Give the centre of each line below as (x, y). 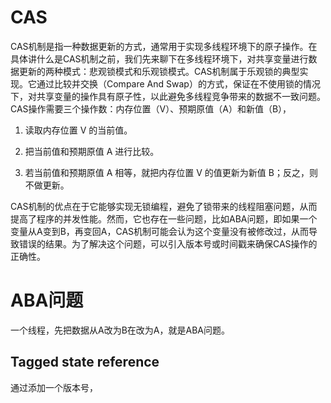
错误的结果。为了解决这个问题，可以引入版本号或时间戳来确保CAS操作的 (168, 243)
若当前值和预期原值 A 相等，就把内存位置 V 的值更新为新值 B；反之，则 (171, 172)
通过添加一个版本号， (54, 387)
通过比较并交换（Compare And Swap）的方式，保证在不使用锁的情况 (178, 83)
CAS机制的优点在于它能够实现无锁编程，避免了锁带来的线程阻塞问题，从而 (164, 206)
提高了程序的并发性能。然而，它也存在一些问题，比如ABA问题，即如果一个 (164, 218)
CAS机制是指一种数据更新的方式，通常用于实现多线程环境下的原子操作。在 (164, 46)
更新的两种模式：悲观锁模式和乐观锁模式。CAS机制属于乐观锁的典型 (159, 71)
